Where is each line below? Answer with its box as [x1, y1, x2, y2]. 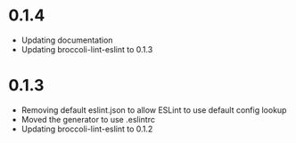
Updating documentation [21, 35, 113, 45]
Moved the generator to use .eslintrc [21, 114, 155, 124]
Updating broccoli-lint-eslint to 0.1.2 [21, 123, 153, 134]
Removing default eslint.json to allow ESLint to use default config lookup [21, 104, 287, 115]
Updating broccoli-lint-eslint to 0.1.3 [21, 44, 153, 54]
